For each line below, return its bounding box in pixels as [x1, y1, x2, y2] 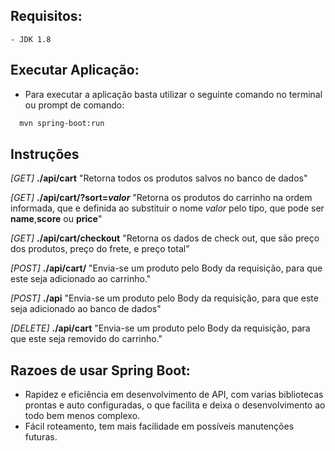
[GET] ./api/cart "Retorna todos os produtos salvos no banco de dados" [10, 172, 308, 184]
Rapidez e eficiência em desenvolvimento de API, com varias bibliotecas [24, 389, 324, 401]
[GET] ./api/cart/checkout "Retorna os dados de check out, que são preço [10, 232, 320, 244]
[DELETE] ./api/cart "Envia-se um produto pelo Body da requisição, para [10, 322, 311, 334]
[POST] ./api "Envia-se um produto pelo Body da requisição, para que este [10, 292, 319, 304]
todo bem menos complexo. [24, 410, 141, 422]
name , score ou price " [10, 213, 103, 225]
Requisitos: [10, 8, 83, 25]
